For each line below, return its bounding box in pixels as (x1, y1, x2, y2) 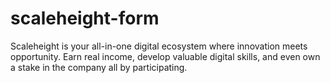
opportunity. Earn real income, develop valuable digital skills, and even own (10, 50, 321, 62)
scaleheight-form (10, 7, 160, 30)
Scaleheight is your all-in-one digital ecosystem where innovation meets (10, 40, 308, 52)
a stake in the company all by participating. (10, 61, 188, 73)
